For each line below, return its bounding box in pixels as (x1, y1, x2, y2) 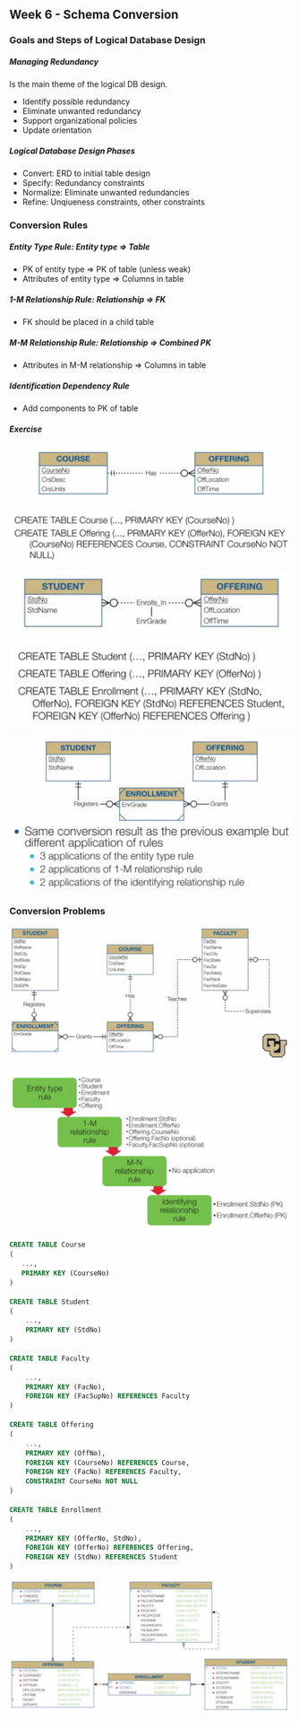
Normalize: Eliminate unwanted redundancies (21, 188, 190, 198)
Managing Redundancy (9, 56, 99, 66)
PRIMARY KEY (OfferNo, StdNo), (25, 1533, 142, 1542)
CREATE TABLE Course (9, 1240, 87, 1250)
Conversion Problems (9, 904, 106, 917)
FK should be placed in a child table (21, 317, 155, 328)
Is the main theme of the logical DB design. (9, 79, 168, 90)
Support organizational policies (21, 116, 138, 127)
